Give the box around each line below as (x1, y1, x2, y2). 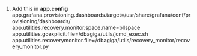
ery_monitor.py (11, 43, 49, 50)
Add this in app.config (11, 5, 68, 12)
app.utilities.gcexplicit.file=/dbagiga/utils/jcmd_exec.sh (11, 30, 148, 38)
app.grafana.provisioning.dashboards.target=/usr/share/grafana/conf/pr (11, 11, 191, 18)
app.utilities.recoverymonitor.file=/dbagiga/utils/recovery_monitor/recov (11, 37, 190, 43)
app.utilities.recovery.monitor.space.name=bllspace (11, 24, 141, 31)
